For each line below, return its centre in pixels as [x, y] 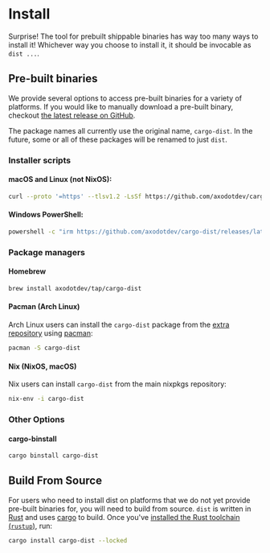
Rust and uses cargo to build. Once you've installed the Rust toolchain [124, 517]
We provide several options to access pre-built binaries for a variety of [125, 98]
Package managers [47, 252]
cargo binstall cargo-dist [53, 456]
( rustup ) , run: [30, 526]
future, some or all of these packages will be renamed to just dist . [118, 139]
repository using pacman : [51, 333]
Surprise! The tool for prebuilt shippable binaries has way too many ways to [133, 36]
